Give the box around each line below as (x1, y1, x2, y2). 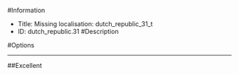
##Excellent (7, 62, 43, 69)
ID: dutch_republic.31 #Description (17, 28, 119, 35)
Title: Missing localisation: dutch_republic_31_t (17, 20, 153, 28)
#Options (7, 41, 35, 49)
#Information (7, 6, 46, 14)
